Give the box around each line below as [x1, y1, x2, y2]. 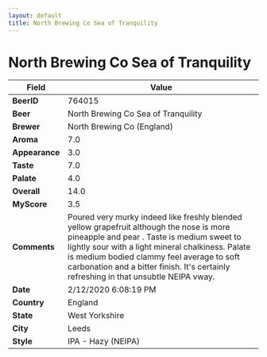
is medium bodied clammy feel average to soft [67, 251, 240, 262]
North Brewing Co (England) [67, 121, 173, 132]
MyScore [12, 199, 48, 210]
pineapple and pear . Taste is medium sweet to [67, 231, 242, 243]
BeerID [12, 95, 39, 107]
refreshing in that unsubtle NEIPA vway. [67, 271, 215, 282]
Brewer [12, 121, 41, 132]
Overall [12, 186, 41, 197]
